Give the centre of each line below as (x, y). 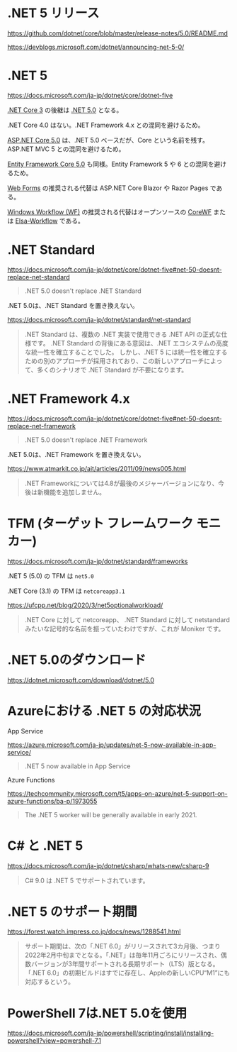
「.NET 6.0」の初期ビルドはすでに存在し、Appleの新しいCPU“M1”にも (127, 973)
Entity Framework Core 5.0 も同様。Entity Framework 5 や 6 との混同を (111, 164)
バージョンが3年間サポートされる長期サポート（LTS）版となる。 (125, 964)
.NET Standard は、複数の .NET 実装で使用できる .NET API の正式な (123, 334)
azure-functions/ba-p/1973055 (52, 801)
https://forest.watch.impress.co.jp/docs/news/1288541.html (94, 931)
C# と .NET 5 (45, 845)
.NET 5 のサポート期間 (73, 912)
